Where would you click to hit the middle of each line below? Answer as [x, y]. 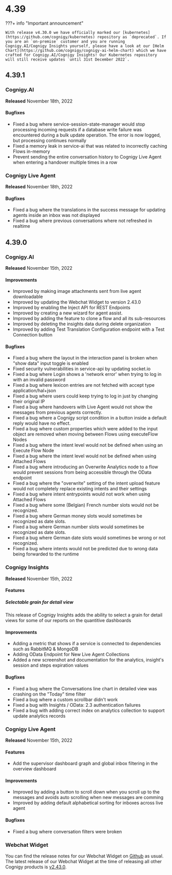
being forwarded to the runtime [46, 554]
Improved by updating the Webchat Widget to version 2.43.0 [77, 302]
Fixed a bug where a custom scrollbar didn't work [65, 699]
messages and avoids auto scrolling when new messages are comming [88, 798]
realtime [21, 226]
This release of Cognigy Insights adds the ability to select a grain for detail [84, 615]
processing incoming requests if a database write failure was [77, 129]
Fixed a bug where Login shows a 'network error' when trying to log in [87, 374]
